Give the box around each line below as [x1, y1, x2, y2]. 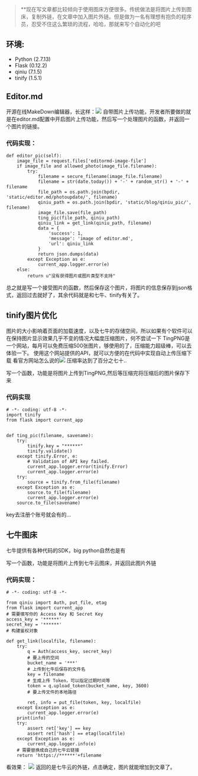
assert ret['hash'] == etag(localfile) [27, 730, 126, 737]
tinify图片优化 [6, 311, 57, 321]
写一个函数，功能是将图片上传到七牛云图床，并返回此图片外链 [6, 559, 157, 567]
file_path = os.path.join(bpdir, [37, 189, 120, 195]
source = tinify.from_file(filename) [27, 479, 120, 486]
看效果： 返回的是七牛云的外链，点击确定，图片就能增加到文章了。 [6, 764, 176, 771]
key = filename [27, 671, 65, 678]
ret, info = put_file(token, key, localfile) [27, 700, 142, 706]
